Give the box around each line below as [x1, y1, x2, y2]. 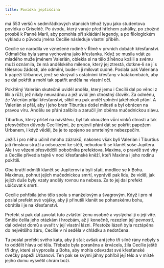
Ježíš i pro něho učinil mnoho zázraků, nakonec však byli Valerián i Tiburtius [5, 136, 159, 142]
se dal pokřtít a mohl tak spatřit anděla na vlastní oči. [5, 77, 112, 83]
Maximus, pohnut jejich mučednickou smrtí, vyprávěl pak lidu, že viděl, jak [5, 172, 155, 178]
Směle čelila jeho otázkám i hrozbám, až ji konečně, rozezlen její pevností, [5, 217, 154, 223]
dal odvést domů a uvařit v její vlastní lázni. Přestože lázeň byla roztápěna [5, 222, 154, 228]
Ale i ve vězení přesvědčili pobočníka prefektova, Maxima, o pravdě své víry [5, 147, 158, 153]
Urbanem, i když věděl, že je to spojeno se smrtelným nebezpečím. [5, 127, 141, 133]
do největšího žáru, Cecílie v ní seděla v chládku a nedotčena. [5, 227, 130, 233]
